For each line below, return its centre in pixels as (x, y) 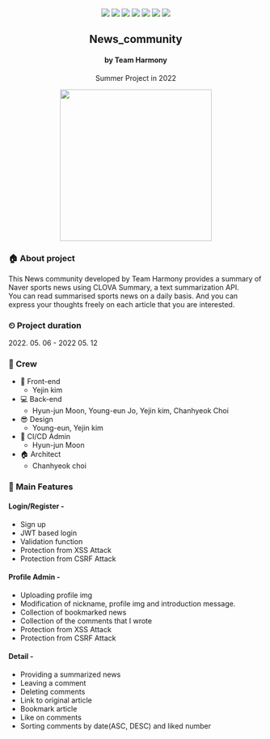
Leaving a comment (53, 683)
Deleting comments (53, 692)
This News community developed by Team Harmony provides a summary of (135, 278)
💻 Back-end (41, 399)
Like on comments (51, 718)
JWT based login (49, 533)
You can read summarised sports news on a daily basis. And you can (123, 296)
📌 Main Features (41, 487)
